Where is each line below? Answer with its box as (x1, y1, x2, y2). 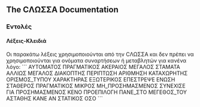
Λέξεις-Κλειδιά (6, 37, 47, 44)
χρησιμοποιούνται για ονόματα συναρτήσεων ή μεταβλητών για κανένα (6, 56, 187, 64)
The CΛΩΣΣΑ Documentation (6, 5, 119, 15)
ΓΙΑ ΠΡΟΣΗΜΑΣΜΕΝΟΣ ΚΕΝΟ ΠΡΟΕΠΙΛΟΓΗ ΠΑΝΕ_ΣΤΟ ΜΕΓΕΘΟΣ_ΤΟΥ (6, 89, 187, 96)
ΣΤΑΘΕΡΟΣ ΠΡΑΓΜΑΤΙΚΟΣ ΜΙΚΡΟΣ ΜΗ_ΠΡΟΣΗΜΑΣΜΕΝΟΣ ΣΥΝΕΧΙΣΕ (6, 82, 186, 89)
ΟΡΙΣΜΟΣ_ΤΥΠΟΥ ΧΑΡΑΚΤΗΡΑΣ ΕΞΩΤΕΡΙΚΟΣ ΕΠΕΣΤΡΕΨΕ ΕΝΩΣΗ (6, 75, 175, 83)
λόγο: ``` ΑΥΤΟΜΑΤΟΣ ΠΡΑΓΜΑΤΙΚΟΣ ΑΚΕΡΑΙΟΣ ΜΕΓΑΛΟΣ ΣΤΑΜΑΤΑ (6, 63, 181, 70)
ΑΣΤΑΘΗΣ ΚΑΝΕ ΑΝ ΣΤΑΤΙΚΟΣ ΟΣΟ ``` (6, 95, 103, 102)
